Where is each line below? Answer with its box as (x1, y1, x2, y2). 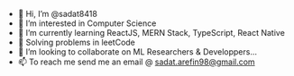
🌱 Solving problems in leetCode (17, 37, 135, 47)
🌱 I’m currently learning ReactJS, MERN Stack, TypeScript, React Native (17, 28, 286, 38)
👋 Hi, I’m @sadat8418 (17, 9, 97, 19)
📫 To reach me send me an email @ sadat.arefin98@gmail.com (17, 56, 255, 67)
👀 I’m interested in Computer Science (17, 18, 157, 29)
